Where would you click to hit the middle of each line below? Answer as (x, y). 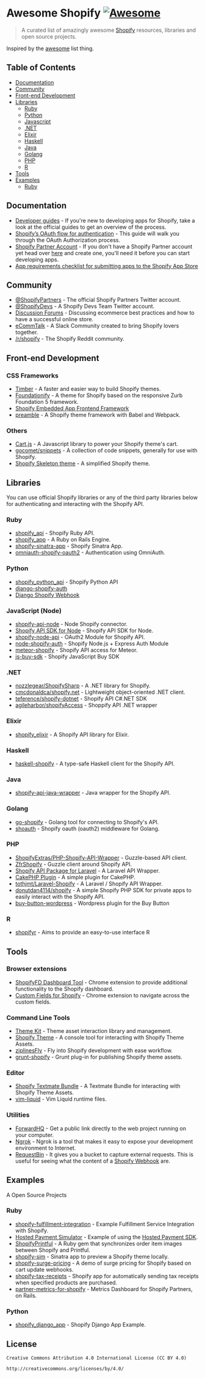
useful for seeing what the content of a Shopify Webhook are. (93, 1161)
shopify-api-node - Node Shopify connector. (71, 624)
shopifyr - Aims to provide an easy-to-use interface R (82, 933)
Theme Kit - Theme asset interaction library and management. (93, 1031)
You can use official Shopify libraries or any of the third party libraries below (102, 497)
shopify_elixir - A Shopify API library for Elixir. (72, 734)
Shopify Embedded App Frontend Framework (72, 408)
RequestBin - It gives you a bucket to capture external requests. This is (104, 1154)
